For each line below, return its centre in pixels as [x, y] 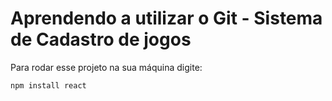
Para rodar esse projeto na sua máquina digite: [106, 67]
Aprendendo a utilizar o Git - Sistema [166, 18]
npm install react [48, 85]
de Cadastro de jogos [101, 39]
